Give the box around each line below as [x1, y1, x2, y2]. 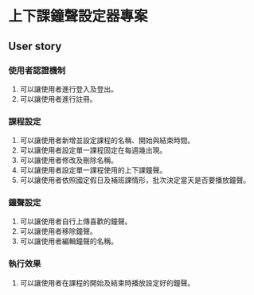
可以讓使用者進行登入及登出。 [19, 84, 118, 94]
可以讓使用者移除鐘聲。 [19, 227, 97, 236]
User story [8, 39, 62, 52]
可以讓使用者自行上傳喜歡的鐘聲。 [19, 216, 132, 227]
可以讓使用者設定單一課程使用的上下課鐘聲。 [19, 165, 167, 175]
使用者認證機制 [8, 64, 66, 76]
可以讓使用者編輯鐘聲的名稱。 [19, 236, 118, 246]
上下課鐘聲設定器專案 [8, 7, 149, 25]
